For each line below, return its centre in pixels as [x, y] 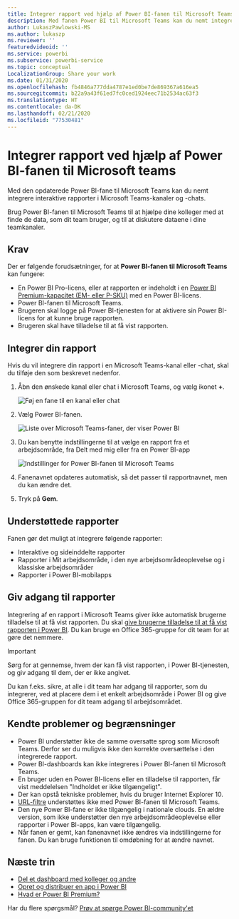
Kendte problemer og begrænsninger [91, 724]
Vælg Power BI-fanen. [50, 415]
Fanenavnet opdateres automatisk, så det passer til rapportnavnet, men [122, 477]
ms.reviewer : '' [31, 41]
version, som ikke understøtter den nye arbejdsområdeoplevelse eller [119, 817]
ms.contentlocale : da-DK [44, 107]
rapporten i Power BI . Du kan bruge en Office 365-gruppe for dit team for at [118, 629]
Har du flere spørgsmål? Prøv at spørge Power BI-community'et [100, 908]
